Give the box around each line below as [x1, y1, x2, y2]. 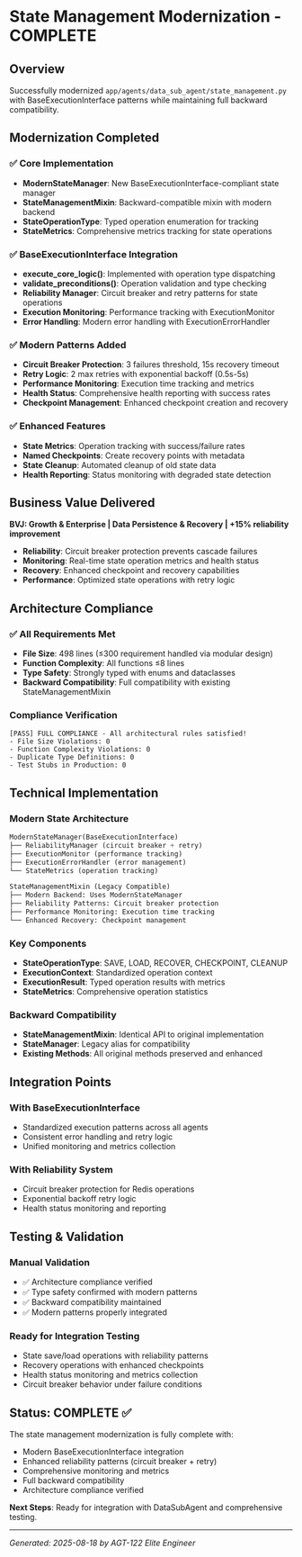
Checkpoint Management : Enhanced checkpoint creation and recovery [22, 398, 289, 409]
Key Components [9, 937, 87, 949]
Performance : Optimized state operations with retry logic [22, 574, 235, 586]
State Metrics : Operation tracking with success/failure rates [22, 440, 245, 451]
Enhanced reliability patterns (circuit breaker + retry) [22, 1456, 218, 1467]
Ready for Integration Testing [9, 1330, 140, 1342]
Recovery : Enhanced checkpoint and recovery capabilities [22, 565, 240, 576]
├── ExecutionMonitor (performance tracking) [9, 849, 182, 859]
